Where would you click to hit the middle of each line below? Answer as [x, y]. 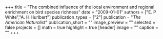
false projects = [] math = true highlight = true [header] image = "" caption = [82, 27]
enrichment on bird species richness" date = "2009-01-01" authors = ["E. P [81, 12]
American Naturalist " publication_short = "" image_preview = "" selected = [80, 22]
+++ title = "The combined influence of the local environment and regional [80, 7]
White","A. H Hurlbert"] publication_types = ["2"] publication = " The [73, 17]
